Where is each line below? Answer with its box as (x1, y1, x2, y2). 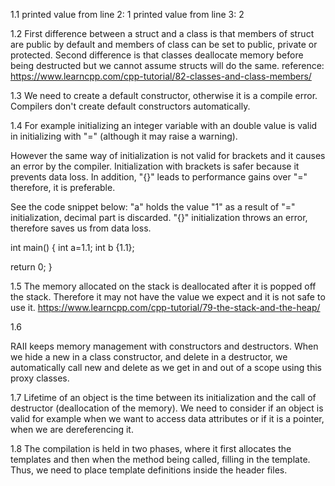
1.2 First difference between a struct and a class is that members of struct (10, 28, 315, 39)
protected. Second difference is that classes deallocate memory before (10, 49, 304, 61)
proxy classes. (10, 372, 70, 384)
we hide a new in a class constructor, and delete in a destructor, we (10, 351, 288, 363)
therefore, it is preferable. (10, 182, 116, 193)
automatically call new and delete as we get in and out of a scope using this (10, 362, 322, 373)
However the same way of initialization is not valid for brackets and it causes (10, 150, 326, 161)
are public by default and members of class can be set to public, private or (10, 39, 318, 50)
